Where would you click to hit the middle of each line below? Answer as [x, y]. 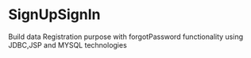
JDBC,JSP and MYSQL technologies [68, 44]
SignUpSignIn [54, 15]
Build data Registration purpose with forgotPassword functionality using [126, 37]
